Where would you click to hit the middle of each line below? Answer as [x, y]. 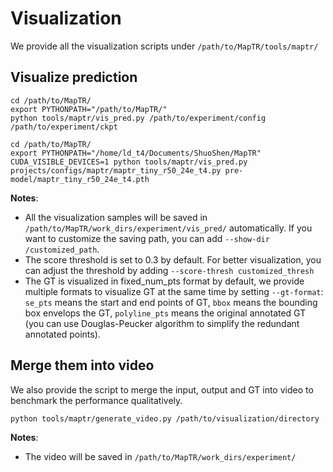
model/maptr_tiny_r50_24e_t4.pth [80, 179]
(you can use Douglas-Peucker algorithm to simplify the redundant [162, 323]
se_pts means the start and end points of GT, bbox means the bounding [171, 302]
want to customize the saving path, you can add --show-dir [147, 238]
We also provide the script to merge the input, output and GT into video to [162, 389]
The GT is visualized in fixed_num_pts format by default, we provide [164, 281]
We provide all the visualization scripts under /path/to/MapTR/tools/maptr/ [164, 46]
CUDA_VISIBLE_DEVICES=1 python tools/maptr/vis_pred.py [129, 162]
